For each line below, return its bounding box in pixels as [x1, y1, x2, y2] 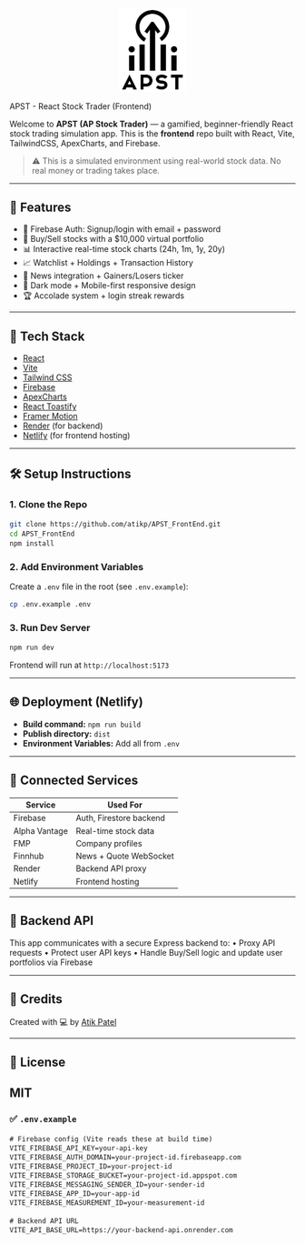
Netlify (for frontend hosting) [22, 430, 131, 441]
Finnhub [13, 850, 44, 862]
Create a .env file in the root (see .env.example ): [9, 581, 189, 592]
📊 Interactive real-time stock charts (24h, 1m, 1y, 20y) [22, 244, 225, 255]
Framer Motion [22, 411, 79, 422]
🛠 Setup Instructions [9, 466, 132, 481]
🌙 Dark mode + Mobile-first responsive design [22, 280, 196, 291]
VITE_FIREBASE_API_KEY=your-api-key [9, 1143, 148, 1153]
